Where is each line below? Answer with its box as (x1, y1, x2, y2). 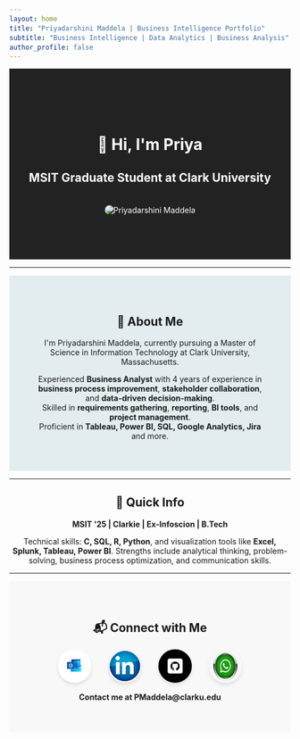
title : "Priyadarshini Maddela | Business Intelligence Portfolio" (9, 23, 266, 33)
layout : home (9, 14, 58, 23)
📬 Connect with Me (93, 620, 207, 635)
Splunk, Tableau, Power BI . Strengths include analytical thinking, (12, 545, 252, 556)
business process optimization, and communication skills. (59, 554, 272, 566)
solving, (28, 554, 58, 566)
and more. (130, 431, 170, 442)
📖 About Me (116, 313, 184, 329)
